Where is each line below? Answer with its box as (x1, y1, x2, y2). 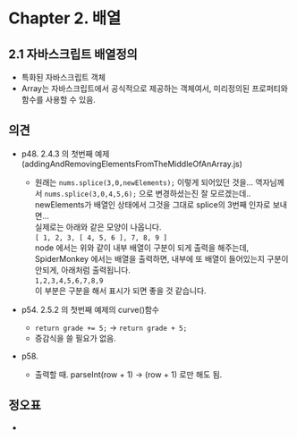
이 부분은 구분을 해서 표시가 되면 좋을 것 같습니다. (34, 285, 207, 296)
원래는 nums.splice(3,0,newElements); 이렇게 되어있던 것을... (34, 176, 254, 188)
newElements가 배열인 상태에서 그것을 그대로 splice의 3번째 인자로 (34, 198, 271, 210)
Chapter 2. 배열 (8, 8, 122, 29)
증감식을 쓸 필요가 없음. (34, 333, 117, 343)
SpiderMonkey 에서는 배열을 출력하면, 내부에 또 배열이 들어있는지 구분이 (34, 253, 289, 264)
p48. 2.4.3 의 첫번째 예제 (21, 148, 110, 159)
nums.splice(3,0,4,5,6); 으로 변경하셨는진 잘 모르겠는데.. (44, 188, 251, 198)
